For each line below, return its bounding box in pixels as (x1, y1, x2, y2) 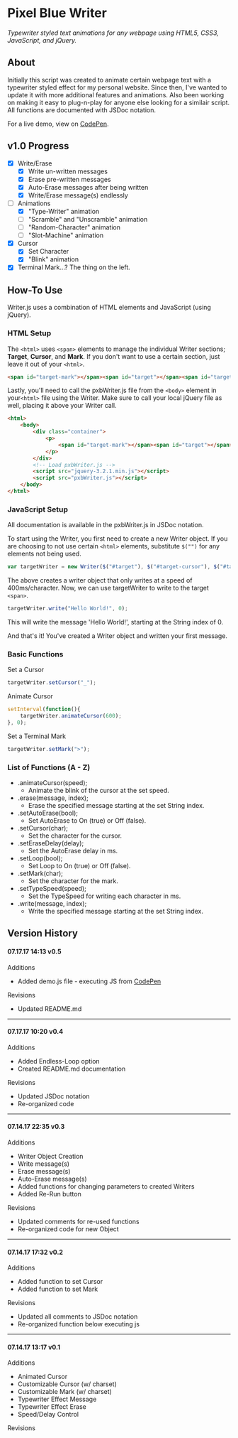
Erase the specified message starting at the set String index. (28, 801, 205, 809)
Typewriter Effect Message (17, 1395, 97, 1404)
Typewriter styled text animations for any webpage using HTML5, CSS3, (7, 28, 220, 37)
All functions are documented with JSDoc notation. (7, 105, 157, 114)
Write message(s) (17, 1159, 69, 1168)
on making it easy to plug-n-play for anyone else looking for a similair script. (7, 98, 230, 107)
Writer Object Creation (17, 1152, 84, 1160)
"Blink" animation (28, 255, 79, 264)
